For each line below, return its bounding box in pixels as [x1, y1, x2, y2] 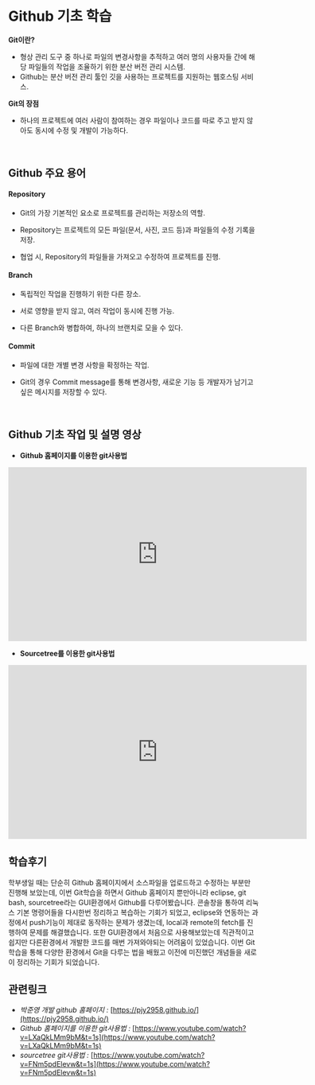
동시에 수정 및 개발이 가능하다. [34, 125, 129, 135]
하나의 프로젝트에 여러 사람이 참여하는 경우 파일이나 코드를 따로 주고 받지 [19, 115, 245, 125]
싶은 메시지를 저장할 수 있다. [19, 387, 107, 396]
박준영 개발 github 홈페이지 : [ [19, 1005, 114, 1015]
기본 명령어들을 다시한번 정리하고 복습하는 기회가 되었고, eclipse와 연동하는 [16, 908, 251, 917]
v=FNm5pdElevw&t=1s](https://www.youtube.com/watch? [19, 1060, 211, 1069]
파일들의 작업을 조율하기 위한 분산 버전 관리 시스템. [28, 61, 185, 72]
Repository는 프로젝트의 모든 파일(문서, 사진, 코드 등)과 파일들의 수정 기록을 [19, 224, 256, 235]
